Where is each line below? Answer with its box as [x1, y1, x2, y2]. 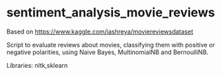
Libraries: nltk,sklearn [6, 61, 68, 69]
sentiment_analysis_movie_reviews [6, 5, 215, 21]
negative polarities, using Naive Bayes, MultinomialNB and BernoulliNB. [6, 48, 209, 56]
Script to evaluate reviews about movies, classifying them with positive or [6, 40, 215, 49]
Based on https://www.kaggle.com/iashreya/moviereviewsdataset [6, 27, 194, 36]
